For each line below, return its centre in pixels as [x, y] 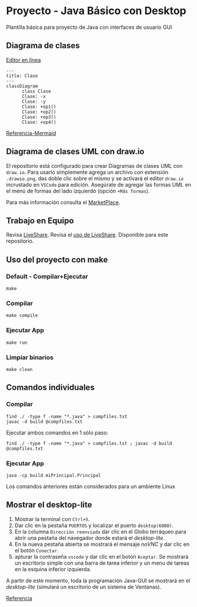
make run [17, 343]
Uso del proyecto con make [57, 259]
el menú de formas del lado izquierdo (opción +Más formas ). [78, 191]
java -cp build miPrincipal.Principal [54, 475]
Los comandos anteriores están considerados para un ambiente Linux [91, 486]
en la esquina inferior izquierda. [53, 569]
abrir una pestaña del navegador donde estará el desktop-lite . [90, 538]
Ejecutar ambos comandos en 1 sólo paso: [57, 432]
